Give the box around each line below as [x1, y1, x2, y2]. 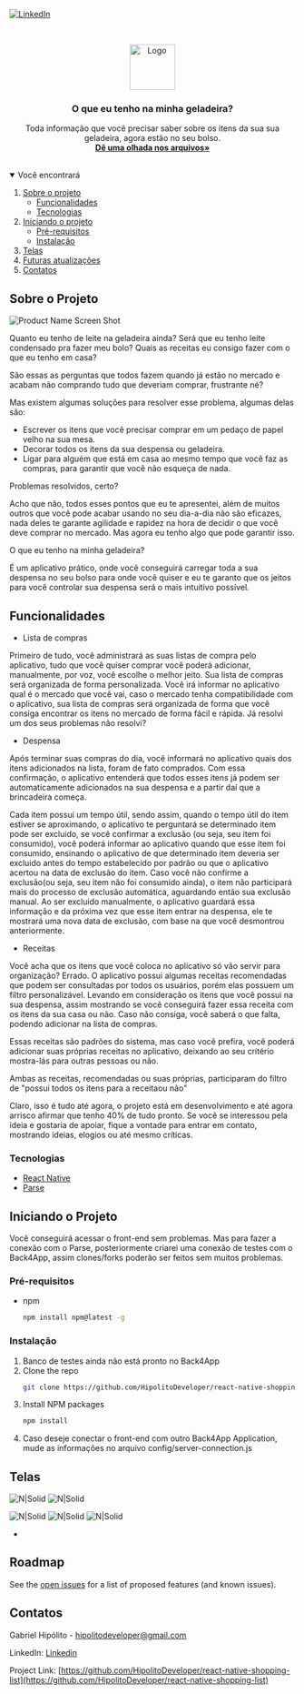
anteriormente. [9, 924, 65, 936]
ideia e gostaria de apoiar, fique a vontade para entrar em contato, [9, 1119, 258, 1130]
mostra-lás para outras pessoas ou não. [9, 1055, 159, 1066]
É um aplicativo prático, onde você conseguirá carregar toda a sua [9, 562, 259, 573]
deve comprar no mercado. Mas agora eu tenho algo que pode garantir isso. [9, 528, 295, 539]
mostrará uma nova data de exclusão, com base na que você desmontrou [9, 915, 285, 926]
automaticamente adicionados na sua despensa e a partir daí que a [9, 781, 260, 792]
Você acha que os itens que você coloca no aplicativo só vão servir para [9, 960, 281, 971]
